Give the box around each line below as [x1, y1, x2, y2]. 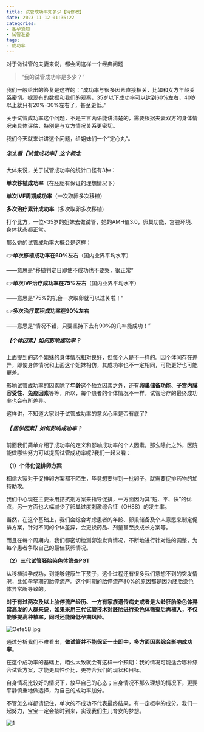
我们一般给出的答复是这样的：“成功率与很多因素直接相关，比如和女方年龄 [6, 86, 190, 93]
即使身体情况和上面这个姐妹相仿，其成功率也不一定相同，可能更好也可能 [16, 361, 198, 368]
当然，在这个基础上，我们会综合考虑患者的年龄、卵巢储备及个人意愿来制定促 [6, 515, 198, 523]
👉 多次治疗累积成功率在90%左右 [6, 307, 89, 314]
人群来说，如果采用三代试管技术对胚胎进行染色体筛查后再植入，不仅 [27, 605, 198, 613]
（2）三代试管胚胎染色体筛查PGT [6, 557, 90, 564]
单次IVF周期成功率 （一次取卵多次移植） [6, 192, 106, 200]
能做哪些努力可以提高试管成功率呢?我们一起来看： [6, 448, 132, 456]
